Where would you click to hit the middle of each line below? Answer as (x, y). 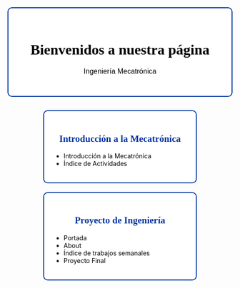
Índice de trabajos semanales (106, 253)
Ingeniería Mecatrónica (120, 71)
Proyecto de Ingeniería (120, 221)
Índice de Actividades (95, 164)
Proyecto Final (84, 260)
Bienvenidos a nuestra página (120, 49)
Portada (75, 237)
